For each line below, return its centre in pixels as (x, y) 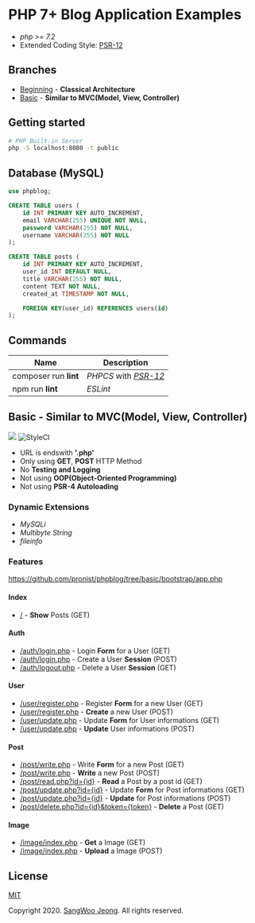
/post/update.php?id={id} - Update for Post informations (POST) (125, 798)
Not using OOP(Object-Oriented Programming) (98, 477)
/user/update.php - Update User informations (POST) (107, 729)
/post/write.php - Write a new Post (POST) (90, 773)
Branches (33, 70)
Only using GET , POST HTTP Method (81, 461)
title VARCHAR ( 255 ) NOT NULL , (73, 279)
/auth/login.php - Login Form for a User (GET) (95, 651)
